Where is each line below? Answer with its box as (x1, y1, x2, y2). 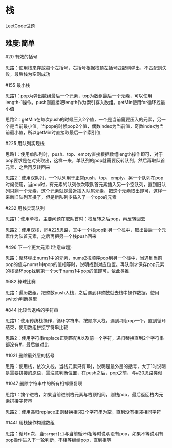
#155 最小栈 (5, 82, 31, 88)
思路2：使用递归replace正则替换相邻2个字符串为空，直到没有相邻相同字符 (5, 409, 161, 415)
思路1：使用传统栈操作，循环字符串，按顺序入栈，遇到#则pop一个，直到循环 (5, 317, 166, 323)
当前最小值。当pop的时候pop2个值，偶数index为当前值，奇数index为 (14, 123, 160, 129)
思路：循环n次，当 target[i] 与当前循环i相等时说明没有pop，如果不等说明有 (5, 430, 164, 436)
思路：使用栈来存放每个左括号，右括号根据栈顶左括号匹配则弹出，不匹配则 (5, 65, 162, 71)
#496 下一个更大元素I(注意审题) (5, 244, 72, 250)
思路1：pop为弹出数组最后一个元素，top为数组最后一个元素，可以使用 (5, 93, 153, 99)
